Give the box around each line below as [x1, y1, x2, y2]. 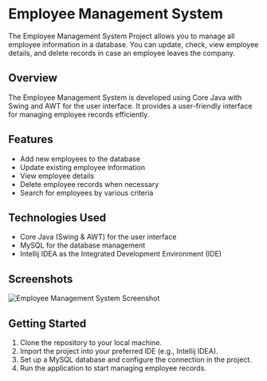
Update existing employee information [19, 162, 146, 172]
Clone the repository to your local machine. [19, 338, 162, 347]
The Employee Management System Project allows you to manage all [8, 31, 235, 41]
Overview [8, 71, 58, 85]
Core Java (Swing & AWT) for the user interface [19, 232, 177, 242]
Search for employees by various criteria [19, 188, 154, 197]
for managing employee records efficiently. [8, 109, 150, 119]
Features [8, 133, 53, 146]
